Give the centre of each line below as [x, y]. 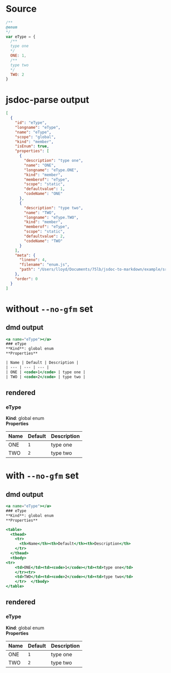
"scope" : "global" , [36, 137]
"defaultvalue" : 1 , [45, 189]
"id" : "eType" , [31, 123]
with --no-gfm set [42, 476]
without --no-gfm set [49, 309]
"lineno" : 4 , [33, 260]
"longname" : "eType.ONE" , [52, 170]
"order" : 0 [26, 279]
